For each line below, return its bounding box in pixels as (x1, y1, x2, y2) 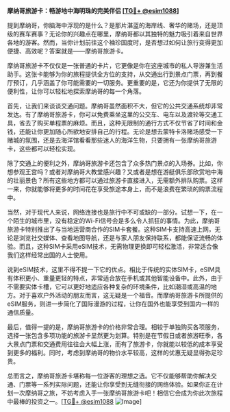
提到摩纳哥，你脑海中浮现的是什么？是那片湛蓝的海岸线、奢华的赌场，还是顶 (7, 21, 223, 29)
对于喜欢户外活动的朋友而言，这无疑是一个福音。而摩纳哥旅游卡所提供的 (18, 291, 223, 299)
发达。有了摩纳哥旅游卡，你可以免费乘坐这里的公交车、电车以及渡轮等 (7, 110, 205, 119)
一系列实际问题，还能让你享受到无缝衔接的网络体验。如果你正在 (36, 380, 217, 388)
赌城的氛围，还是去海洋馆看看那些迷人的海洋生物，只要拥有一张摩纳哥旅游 (7, 136, 217, 144)
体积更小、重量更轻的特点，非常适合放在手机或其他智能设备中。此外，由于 (12, 274, 223, 282)
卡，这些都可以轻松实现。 (7, 145, 79, 153)
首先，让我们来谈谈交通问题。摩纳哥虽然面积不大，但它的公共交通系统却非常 (7, 102, 223, 110)
